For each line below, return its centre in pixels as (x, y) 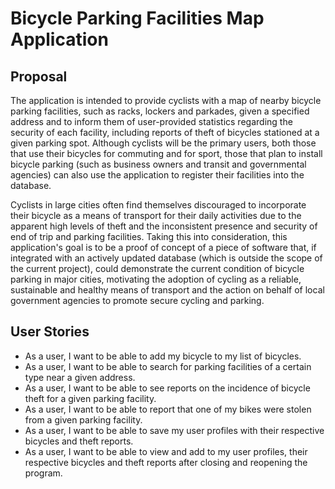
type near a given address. (80, 377)
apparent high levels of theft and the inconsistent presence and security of (164, 226)
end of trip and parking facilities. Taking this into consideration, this (149, 236)
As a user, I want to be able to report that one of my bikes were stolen (168, 409)
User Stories (50, 332)
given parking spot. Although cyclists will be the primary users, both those (163, 143)
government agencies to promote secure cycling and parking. (137, 300)
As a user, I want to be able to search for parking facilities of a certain (168, 366)
